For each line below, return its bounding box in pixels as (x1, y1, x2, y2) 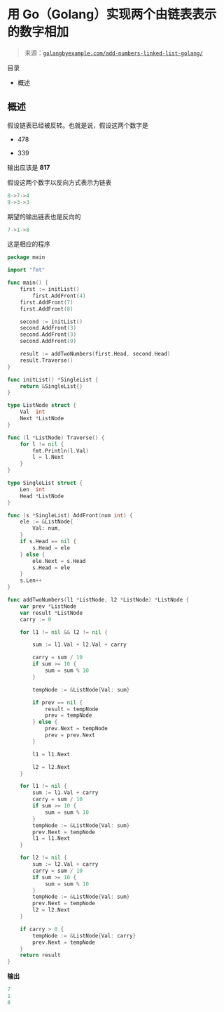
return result (20, 952, 61, 959)
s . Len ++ (20, 577, 42, 584)
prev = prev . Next (44, 732, 96, 739)
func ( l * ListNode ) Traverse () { (7, 434, 105, 441)
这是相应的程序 (7, 240, 50, 248)
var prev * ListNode (20, 602, 77, 610)
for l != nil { (20, 441, 64, 448)
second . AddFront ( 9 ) (20, 338, 77, 345)
